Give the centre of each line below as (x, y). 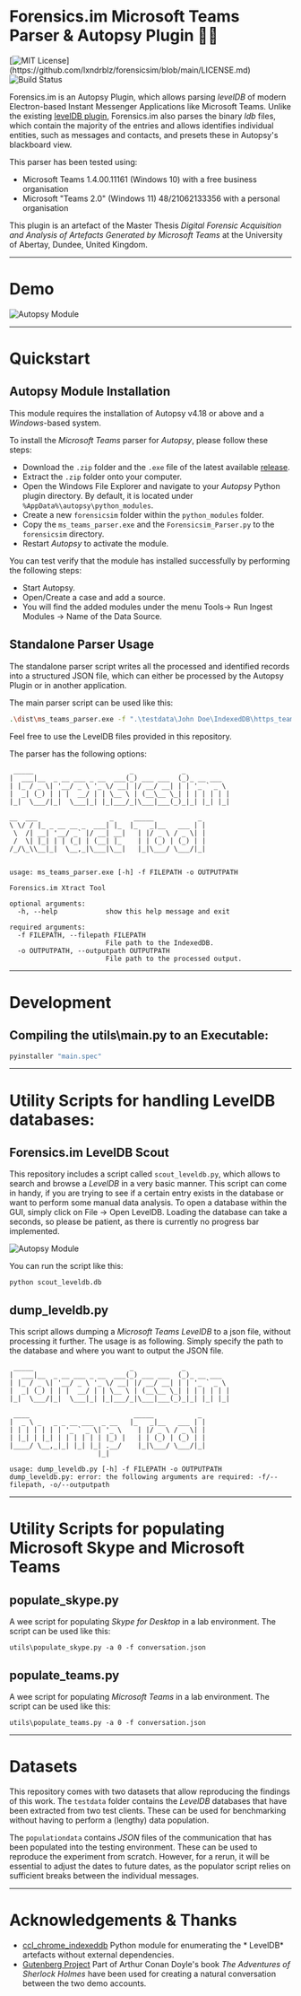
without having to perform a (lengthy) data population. (109, 1820)
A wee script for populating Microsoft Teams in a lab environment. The (140, 1697)
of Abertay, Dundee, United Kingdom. (78, 244)
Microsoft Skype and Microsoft (127, 1548)
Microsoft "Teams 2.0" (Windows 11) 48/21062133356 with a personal (151, 198)
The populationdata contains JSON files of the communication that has (141, 1838)
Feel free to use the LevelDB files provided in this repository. (120, 736)
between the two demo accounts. (84, 1983)
